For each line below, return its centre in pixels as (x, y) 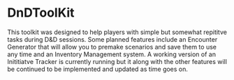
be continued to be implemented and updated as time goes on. (98, 69)
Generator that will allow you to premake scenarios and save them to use (112, 47)
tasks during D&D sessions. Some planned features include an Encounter (112, 39)
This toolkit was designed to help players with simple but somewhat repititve (117, 32)
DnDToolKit (41, 13)
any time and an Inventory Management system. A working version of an (112, 54)
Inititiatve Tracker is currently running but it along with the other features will (117, 61)
